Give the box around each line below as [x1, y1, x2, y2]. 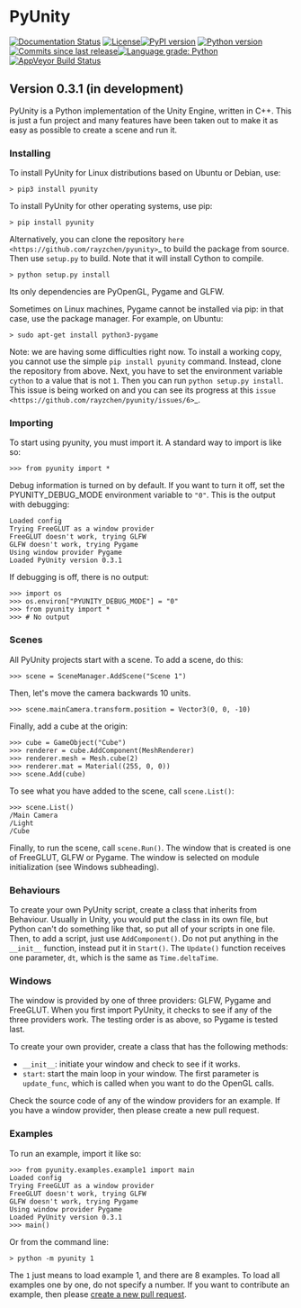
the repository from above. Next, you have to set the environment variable [9, 366, 283, 377]
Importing [9, 416, 54, 429]
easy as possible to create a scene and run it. [9, 124, 178, 135]
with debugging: [9, 499, 70, 510]
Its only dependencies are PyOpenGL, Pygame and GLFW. [9, 286, 225, 297]
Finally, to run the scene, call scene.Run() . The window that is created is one [9, 842, 292, 853]
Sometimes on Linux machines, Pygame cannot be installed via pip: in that [9, 304, 285, 314]
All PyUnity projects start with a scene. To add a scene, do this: [9, 654, 244, 665]
